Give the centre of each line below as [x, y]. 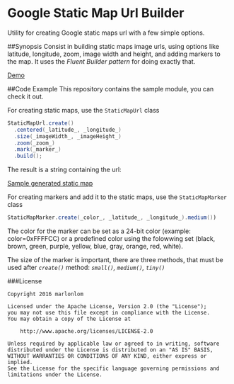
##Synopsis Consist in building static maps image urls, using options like [113, 46]
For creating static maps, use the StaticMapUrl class [83, 110]
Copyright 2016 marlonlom [45, 294]
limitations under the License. [55, 375]
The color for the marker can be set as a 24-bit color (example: [99, 231]
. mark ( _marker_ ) [37, 149]
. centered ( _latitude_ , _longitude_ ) [68, 130]
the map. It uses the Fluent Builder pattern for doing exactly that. [101, 61]
